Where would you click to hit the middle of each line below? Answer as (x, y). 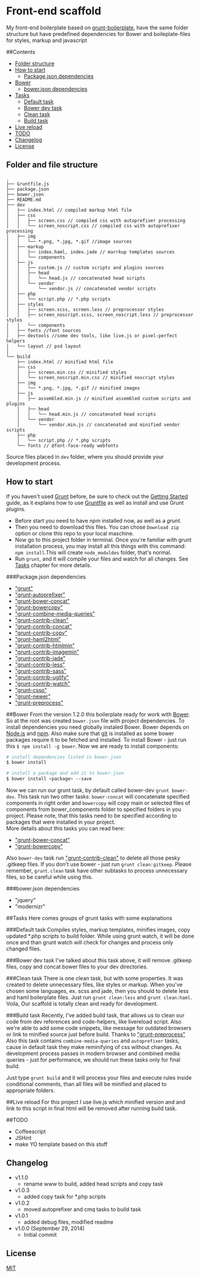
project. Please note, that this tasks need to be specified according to (92, 816)
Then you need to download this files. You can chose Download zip (97, 527)
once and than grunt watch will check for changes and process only (90, 943)
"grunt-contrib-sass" (41, 670)
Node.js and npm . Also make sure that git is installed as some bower (90, 733)
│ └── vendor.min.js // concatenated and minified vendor (99, 425)
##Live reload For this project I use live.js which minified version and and (96, 1102)
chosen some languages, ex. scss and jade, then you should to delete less (98, 991)
